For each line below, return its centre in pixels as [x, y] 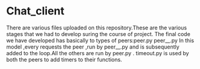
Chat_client [35, 11]
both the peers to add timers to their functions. [64, 59]
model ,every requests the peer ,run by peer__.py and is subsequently [93, 47]
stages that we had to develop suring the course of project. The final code [98, 34]
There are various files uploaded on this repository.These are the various [97, 28]
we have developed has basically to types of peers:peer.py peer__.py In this [100, 40]
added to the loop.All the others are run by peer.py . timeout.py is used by [98, 53]
